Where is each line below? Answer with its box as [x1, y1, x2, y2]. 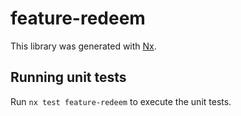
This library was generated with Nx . [10, 40, 157, 52]
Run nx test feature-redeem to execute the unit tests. [10, 95, 232, 107]
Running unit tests [10, 69, 127, 86]
